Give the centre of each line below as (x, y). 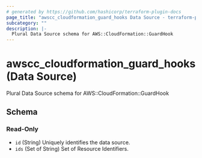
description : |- (26, 29)
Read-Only (23, 129)
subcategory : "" (26, 23)
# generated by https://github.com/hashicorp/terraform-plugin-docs (94, 12)
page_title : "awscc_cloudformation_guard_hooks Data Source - (86, 17)
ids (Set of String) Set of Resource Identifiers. (72, 148)
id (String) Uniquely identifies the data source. (72, 142)
